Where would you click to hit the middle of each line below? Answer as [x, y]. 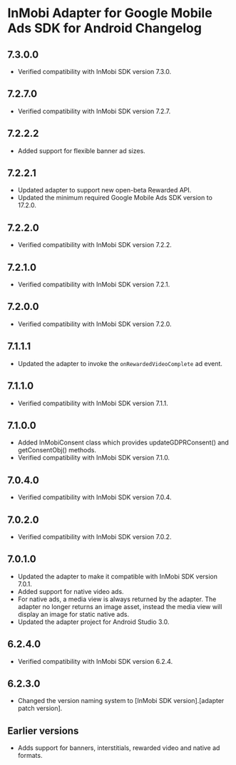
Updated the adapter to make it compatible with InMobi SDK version [118, 576]
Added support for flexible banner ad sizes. [82, 150]
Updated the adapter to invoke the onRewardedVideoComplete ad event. [120, 363]
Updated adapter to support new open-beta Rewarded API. [104, 190]
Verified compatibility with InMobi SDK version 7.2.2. [95, 245]
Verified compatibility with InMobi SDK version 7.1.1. [93, 403]
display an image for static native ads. [73, 614]
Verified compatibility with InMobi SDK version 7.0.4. [94, 497]
